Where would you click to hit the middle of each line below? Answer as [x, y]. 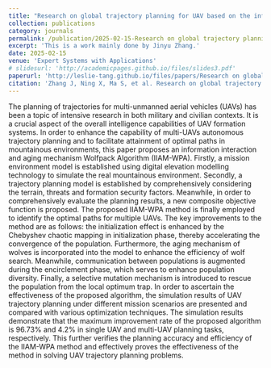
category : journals [41, 31]
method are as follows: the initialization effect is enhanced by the [116, 226]
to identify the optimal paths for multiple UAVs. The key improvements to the [135, 218]
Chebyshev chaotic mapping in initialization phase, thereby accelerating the [134, 235]
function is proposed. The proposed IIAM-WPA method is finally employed [132, 209]
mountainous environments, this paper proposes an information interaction [133, 149]
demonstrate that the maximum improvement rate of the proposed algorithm [135, 320]
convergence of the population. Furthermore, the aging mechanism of [124, 244]
